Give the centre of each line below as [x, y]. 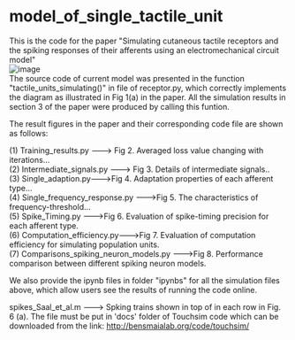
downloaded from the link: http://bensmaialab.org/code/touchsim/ [129, 326]
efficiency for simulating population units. [84, 244]
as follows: [29, 133]
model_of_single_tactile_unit [116, 16]
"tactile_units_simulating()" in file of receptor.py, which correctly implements [148, 88]
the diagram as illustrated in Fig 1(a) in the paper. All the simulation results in [147, 97]
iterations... [30, 159]
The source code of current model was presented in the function [127, 78]
